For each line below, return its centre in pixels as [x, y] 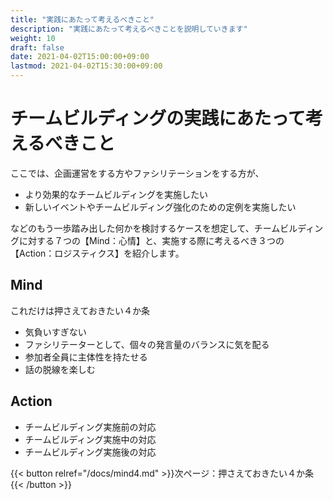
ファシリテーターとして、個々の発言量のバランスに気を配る [147, 344]
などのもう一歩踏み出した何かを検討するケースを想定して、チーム [145, 228]
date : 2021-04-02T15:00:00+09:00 [80, 57]
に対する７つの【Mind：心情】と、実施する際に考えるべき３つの [151, 240]
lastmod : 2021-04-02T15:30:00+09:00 [86, 66]
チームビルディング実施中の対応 [90, 439]
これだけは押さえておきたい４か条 [80, 310]
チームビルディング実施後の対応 [90, 452]
